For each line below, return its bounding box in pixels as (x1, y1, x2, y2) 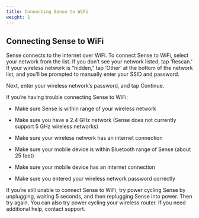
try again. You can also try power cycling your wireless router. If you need (6, 199, 186, 206)
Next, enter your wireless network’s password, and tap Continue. (6, 82, 165, 89)
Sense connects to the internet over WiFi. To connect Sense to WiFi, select (6, 52, 189, 59)
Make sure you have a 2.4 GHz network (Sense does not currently (14, 117, 176, 124)
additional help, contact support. (6, 206, 86, 213)
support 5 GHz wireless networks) (14, 123, 99, 130)
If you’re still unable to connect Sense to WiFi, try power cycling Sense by (6, 187, 186, 194)
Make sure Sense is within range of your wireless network (14, 105, 156, 113)
